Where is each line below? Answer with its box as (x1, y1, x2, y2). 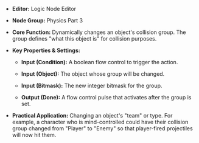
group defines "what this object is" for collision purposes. (12, 35, 157, 42)
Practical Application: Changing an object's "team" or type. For (12, 112, 173, 119)
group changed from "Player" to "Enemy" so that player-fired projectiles (12, 125, 193, 132)
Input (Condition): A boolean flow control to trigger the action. (21, 59, 178, 65)
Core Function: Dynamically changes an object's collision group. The (12, 28, 186, 36)
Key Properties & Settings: (12, 47, 80, 54)
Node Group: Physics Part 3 (12, 17, 83, 24)
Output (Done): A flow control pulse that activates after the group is (21, 94, 192, 101)
